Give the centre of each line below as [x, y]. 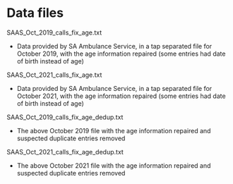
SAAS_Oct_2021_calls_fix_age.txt [54, 75]
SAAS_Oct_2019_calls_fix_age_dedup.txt [65, 117]
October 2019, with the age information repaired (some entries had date [121, 54]
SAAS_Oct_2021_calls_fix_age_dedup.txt [65, 152]
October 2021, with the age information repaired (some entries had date [121, 96]
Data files [35, 13]
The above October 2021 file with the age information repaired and [114, 165]
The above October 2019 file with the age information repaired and [114, 130]
